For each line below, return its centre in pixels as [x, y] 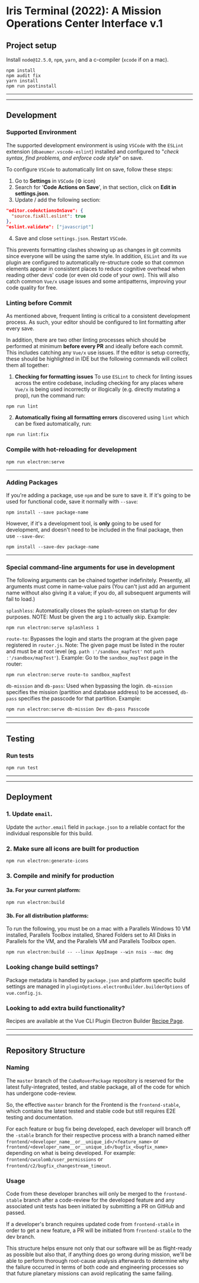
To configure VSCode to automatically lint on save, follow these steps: [89, 169]
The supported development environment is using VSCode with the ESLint [95, 145]
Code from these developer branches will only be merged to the [84, 1193]
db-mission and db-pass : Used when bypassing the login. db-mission [89, 686]
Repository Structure [46, 1051]
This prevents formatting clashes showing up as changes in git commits [94, 250]
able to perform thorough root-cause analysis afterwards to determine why [98, 1260]
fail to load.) [21, 599]
